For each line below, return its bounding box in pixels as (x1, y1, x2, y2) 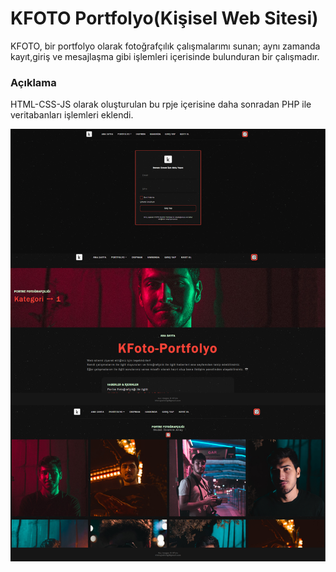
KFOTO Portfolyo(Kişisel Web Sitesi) (10, 7, 319, 30)
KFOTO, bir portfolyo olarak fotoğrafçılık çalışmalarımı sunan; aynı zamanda (10, 40, 321, 52)
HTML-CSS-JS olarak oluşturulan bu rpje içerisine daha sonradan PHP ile (10, 98, 312, 111)
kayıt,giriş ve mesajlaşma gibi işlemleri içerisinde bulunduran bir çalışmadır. (10, 50, 320, 62)
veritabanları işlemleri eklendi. (10, 109, 134, 121)
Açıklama (10, 75, 57, 89)
